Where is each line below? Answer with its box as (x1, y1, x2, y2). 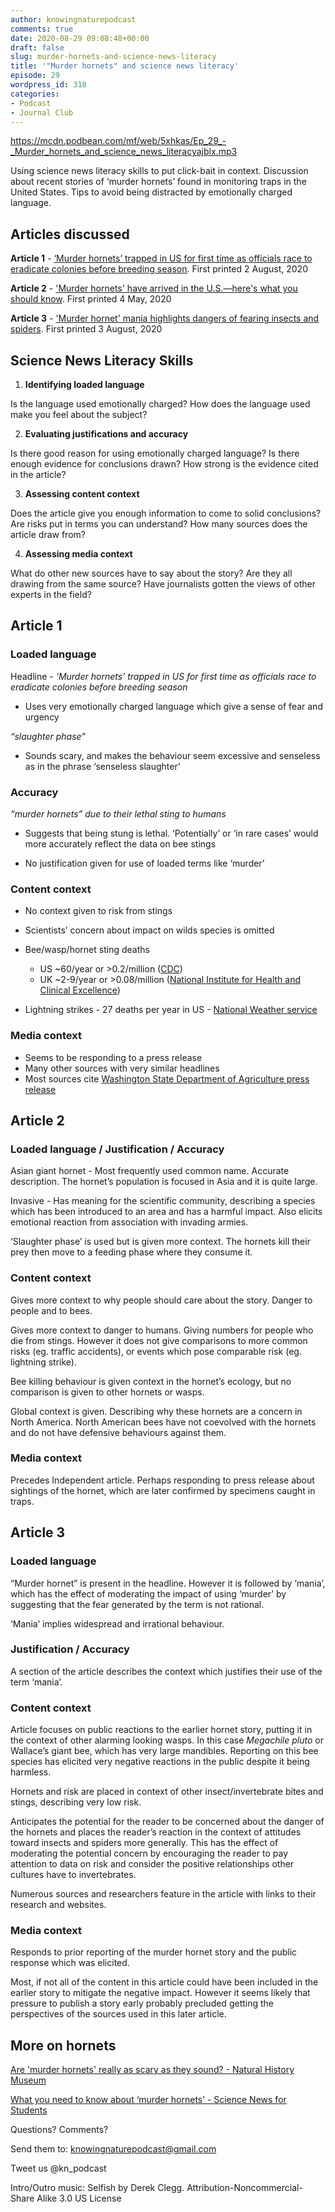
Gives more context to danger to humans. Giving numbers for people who (10, 1324, 314, 1336)
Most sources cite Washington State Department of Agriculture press (24, 1072, 310, 1085)
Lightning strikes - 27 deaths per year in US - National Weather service (24, 1004, 318, 1016)
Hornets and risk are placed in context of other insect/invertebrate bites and (10, 1786, 324, 1798)
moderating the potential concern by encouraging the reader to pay (10, 1847, 288, 1860)
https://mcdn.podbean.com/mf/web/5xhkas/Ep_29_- (10, 135, 227, 147)
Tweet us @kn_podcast (10, 2162, 107, 2175)
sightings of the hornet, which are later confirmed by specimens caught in (10, 1484, 316, 1496)
